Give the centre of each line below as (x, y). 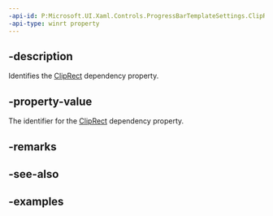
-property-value (50, 101)
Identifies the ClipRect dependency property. (84, 76)
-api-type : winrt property (54, 24)
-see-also (34, 174)
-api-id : (23, 16)
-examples (36, 202)
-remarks (32, 147)
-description (41, 56)
